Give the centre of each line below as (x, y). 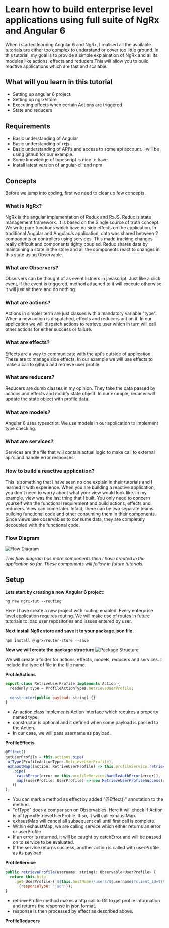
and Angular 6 (35, 31)
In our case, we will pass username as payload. (62, 733)
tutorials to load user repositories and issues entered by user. (69, 621)
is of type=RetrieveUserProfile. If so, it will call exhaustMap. (74, 816)
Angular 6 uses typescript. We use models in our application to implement (82, 423)
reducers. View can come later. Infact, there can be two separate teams (79, 508)
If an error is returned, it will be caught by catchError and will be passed (87, 837)
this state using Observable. (34, 254)
